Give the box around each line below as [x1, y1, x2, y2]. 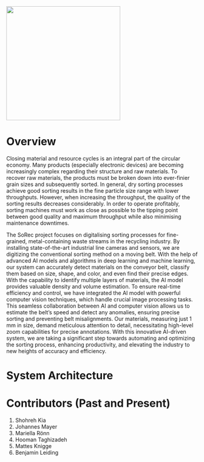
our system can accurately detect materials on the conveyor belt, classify [6, 263, 190, 271]
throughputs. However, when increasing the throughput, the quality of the [6, 193, 190, 201]
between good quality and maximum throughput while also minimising [6, 213, 182, 220]
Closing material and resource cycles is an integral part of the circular [6, 154, 180, 162]
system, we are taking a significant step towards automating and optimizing [6, 334, 195, 342]
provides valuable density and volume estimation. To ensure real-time [6, 283, 181, 290]
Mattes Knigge [15, 443, 52, 450]
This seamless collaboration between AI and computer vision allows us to [6, 302, 190, 309]
